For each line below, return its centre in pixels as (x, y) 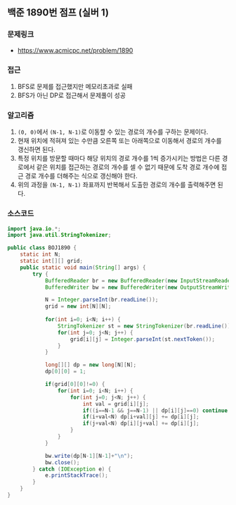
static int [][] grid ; (51, 261)
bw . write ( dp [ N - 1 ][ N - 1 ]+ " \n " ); (89, 456)
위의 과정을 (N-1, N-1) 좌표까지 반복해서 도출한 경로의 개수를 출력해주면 (117, 185)
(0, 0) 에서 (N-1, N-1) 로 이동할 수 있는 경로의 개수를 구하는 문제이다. (113, 132)
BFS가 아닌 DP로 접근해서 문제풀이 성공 (72, 95)
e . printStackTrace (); (77, 475)
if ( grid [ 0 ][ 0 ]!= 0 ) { (75, 385)
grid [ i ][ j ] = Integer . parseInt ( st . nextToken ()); (143, 339)
